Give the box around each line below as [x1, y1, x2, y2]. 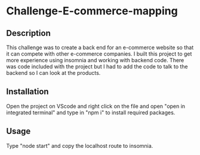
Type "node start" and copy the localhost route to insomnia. [6, 142, 153, 149]
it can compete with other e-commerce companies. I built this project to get [6, 50, 192, 57]
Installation [6, 87, 49, 97]
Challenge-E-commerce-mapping [6, 4, 178, 18]
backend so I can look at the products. [6, 69, 101, 76]
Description [6, 28, 51, 38]
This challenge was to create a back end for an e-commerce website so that [6, 44, 194, 51]
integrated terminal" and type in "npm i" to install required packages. [6, 109, 176, 116]
